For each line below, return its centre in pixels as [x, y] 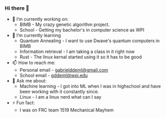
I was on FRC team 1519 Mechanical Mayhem [67, 110]
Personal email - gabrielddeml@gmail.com [64, 70]
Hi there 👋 [17, 8]
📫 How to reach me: [34, 63]
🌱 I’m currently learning [36, 36]
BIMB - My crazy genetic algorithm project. [65, 24]
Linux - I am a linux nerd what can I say [60, 97]
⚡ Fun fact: [23, 103]
